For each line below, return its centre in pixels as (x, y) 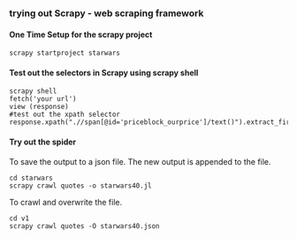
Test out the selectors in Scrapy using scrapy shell (104, 73)
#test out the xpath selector (65, 115)
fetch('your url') (43, 99)
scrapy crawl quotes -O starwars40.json (85, 226)
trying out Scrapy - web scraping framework (107, 13)
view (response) (39, 107)
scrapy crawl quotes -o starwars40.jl (80, 185)
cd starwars (31, 178)
